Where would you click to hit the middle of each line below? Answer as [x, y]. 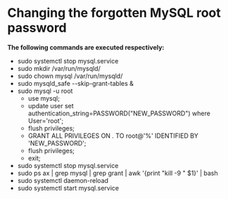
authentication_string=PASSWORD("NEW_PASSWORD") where [119, 113]
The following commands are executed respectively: [86, 47]
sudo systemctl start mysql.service [68, 188]
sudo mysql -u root [45, 91]
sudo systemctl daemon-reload [63, 180]
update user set [51, 105]
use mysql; [44, 98]
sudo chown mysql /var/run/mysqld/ [70, 76]
